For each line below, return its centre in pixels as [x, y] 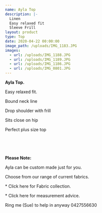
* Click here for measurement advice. [42, 196]
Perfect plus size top [26, 129]
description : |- [21, 14]
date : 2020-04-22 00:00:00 [32, 41]
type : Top [15, 37]
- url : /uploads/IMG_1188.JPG [40, 55]
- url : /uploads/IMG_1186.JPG [40, 64]
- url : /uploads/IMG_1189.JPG [40, 59]
